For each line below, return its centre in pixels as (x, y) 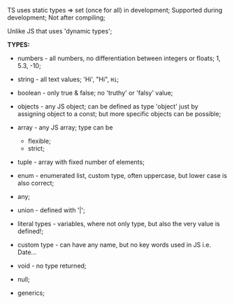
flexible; (39, 141)
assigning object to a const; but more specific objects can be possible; (119, 114)
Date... (27, 252)
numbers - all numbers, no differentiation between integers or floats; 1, (119, 58)
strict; (36, 148)
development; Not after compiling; (57, 18)
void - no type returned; (52, 266)
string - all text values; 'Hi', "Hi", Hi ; (68, 79)
